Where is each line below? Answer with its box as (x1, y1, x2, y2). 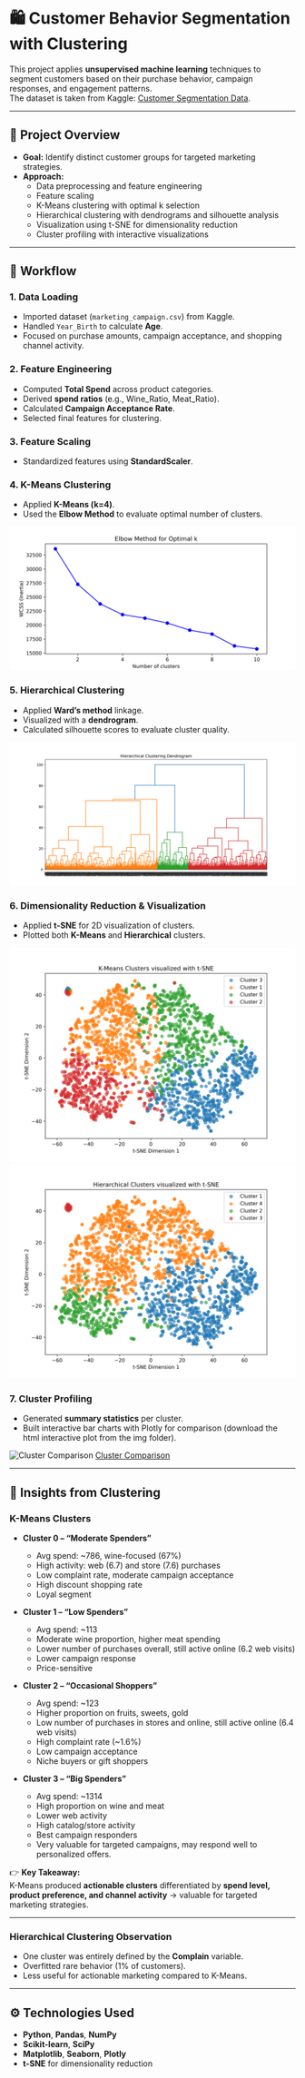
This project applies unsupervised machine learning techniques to (9, 64, 261, 74)
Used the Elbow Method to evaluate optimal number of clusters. (22, 508, 263, 519)
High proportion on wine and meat (35, 1800, 165, 1811)
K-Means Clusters (9, 1512, 92, 1524)
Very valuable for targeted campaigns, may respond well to (35, 1838, 258, 1849)
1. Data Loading (9, 291, 79, 303)
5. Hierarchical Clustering (9, 684, 125, 696)
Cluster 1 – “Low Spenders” (22, 1606, 129, 1617)
